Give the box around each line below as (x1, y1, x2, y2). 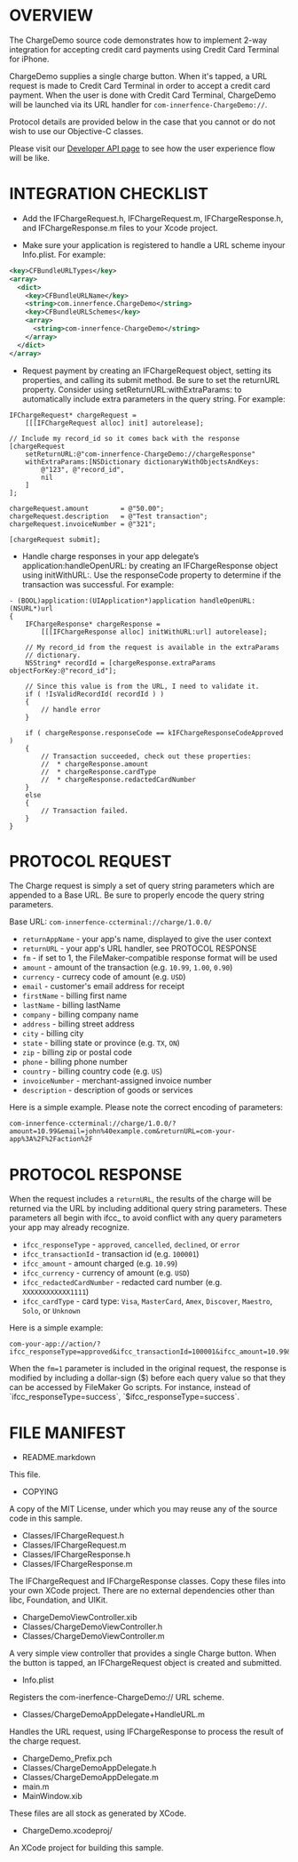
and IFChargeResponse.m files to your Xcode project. (21, 222, 219, 233)
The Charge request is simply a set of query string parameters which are (9, 881, 275, 891)
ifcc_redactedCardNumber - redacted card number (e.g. (21, 1277, 223, 1288)
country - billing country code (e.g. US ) (21, 1066, 163, 1076)
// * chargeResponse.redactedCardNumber (41, 775, 197, 784)
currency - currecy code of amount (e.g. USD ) (21, 971, 186, 982)
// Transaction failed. (41, 806, 129, 815)
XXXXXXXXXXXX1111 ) (21, 1286, 90, 1298)
